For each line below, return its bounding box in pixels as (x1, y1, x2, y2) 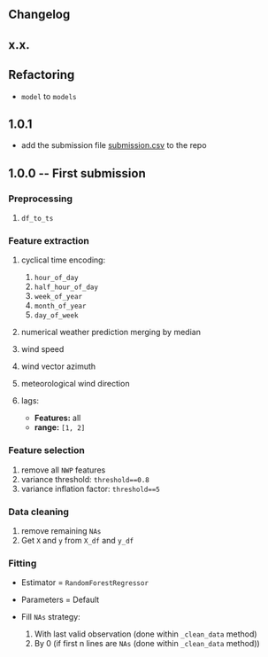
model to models (20, 90, 77, 101)
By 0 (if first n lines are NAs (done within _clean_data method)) (34, 638, 260, 649)
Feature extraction (8, 235, 89, 247)
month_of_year (34, 301, 87, 311)
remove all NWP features (20, 465, 106, 475)
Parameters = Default (20, 594, 100, 606)
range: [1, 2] (34, 422, 86, 433)
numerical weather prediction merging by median (20, 327, 201, 338)
